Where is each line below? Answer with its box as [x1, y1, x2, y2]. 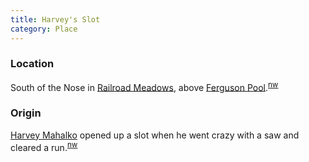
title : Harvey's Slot [10, 14, 101, 25]
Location [10, 57, 55, 71]
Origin [10, 106, 42, 120]
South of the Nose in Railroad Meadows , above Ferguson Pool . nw [10, 79, 279, 93]
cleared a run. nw [10, 139, 78, 153]
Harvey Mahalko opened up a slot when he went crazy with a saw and [10, 129, 300, 141]
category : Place [10, 24, 78, 34]
